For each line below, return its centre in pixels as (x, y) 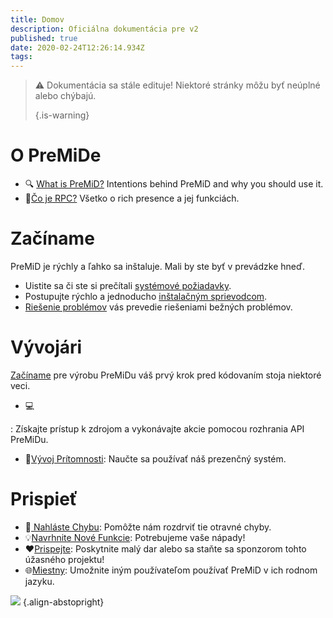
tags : (21, 57)
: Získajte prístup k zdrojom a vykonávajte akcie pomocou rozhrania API (157, 428)
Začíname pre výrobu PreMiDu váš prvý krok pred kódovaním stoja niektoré (166, 375)
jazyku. (39, 581)
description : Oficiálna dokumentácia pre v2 (104, 29)
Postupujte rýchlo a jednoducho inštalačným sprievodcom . (146, 296)
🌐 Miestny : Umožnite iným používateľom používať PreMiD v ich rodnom (171, 570)
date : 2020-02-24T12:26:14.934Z (77, 47)
